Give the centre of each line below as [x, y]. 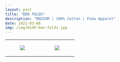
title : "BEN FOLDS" [25, 14]
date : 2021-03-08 [23, 23]
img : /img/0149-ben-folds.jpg [36, 28]
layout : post [19, 10]
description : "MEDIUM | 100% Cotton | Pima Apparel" [60, 19]
